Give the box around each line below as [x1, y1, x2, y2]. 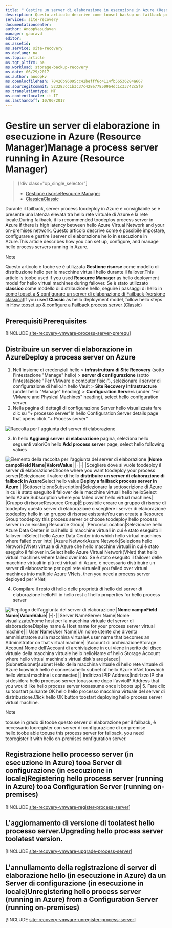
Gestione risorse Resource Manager [25, 191, 101, 197]
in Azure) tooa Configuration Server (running [5, 782, 152, 791]
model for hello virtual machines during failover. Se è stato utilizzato [5, 280, 148, 286]
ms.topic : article [5, 55, 45, 60]
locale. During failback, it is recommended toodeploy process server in [5, 217, 154, 223]
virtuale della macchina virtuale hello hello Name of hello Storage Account [5, 650, 160, 656]
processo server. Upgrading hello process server [5, 827, 164, 835]
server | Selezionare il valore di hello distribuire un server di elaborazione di [5, 472, 165, 479]
